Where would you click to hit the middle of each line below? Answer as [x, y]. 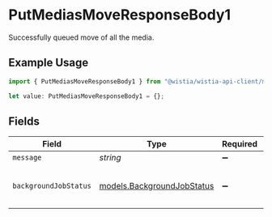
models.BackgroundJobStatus [157, 186]
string [110, 158]
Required [239, 144]
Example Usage [49, 63]
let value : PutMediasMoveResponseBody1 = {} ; [86, 96]
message [27, 158]
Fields [24, 121]
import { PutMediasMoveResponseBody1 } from [85, 81]
